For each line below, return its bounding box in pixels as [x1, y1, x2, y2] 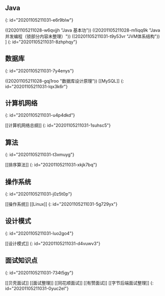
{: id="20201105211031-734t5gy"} [5, 269, 74, 275]
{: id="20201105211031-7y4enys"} [5, 67, 74, 73]
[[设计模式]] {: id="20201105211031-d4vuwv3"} [5, 240, 101, 246]
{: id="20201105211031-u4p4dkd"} [5, 112, 75, 118]
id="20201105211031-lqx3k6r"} [5, 83, 68, 89]
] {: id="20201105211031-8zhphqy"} [5, 39, 77, 45]
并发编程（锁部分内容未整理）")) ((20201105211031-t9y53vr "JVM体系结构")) [5, 33, 160, 39]
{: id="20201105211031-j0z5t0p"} [5, 191, 72, 197]
